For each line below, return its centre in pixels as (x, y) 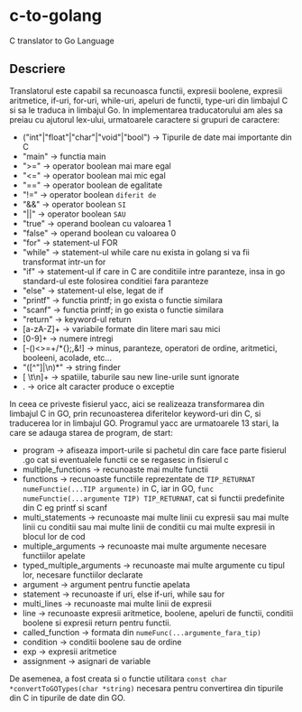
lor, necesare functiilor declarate (82, 575)
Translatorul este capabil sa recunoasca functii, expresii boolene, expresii (146, 90)
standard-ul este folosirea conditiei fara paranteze (115, 281)
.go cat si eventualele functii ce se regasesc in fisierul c (125, 459)
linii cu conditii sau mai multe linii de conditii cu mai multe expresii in (149, 527)
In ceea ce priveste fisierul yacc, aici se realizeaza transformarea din (137, 403)
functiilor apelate (54, 555)
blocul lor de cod (54, 536)
